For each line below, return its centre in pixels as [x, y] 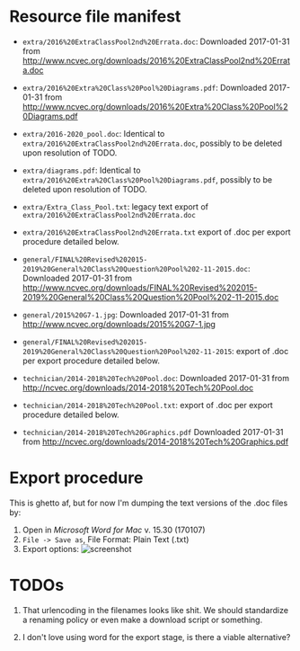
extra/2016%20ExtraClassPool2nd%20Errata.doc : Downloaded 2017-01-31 [156, 41]
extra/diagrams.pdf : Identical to [81, 170]
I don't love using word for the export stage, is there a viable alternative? [156, 637]
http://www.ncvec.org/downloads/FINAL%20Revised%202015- [140, 287]
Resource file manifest [95, 17]
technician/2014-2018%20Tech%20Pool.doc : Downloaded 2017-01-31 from [156, 378]
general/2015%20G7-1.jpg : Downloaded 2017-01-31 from [125, 314]
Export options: [50, 548]
